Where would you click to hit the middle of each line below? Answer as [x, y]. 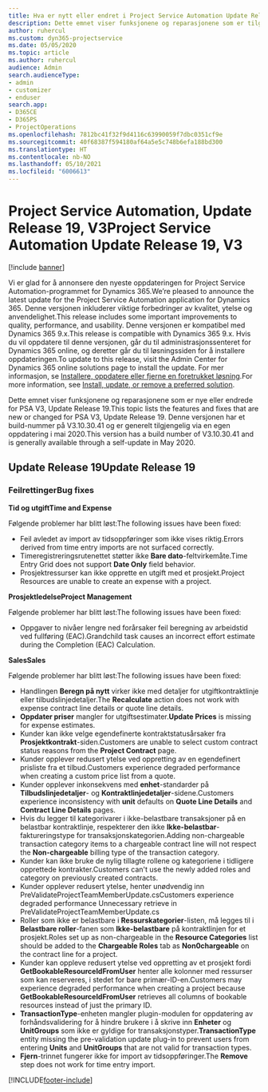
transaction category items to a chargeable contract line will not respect [138, 844]
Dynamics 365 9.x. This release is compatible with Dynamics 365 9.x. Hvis [130, 333]
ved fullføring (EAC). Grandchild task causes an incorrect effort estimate [137, 636]
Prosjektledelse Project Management [70, 597]
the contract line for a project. [69, 954]
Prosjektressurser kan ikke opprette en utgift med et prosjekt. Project [132, 573]
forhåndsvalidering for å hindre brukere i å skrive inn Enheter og [126, 1022]
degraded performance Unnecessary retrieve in [98, 903]
